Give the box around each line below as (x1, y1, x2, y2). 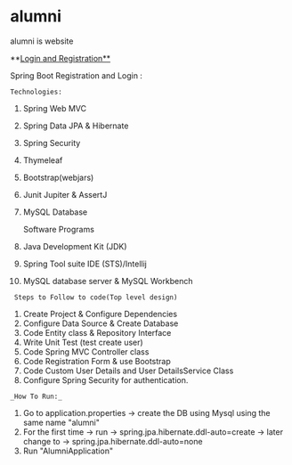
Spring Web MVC (22, 102, 87, 113)
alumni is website (10, 36, 74, 46)
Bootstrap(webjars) (22, 172, 94, 183)
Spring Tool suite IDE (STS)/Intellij (22, 258, 148, 269)
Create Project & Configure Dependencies (22, 308, 177, 319)
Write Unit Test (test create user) (22, 337, 143, 347)
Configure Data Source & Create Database (22, 318, 179, 329)
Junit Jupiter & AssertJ (22, 189, 108, 200)
